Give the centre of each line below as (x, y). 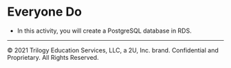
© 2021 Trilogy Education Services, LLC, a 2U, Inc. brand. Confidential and (113, 50)
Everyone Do (45, 12)
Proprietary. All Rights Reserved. (53, 57)
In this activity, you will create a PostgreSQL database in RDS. (104, 31)
